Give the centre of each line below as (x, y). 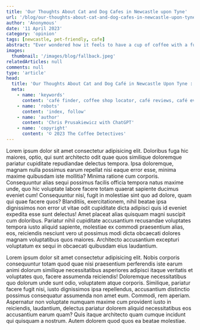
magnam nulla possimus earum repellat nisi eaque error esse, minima (91, 169)
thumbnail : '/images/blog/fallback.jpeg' (64, 56)
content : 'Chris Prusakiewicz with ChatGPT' (78, 123)
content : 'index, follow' (54, 112)
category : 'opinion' (32, 34)
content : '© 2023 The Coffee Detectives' (74, 134)
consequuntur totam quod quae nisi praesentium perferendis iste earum (94, 264)
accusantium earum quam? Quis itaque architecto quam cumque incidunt (96, 314)
